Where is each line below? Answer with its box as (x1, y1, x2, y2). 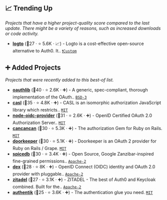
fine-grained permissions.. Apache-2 (12, 158, 86, 164)
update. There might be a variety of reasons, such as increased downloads (5, 25, 161, 31)
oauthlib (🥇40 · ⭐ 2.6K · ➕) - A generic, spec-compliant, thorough (12, 86, 148, 92)
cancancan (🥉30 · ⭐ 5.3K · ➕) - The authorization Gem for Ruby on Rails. (12, 125, 162, 131)
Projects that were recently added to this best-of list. (5, 76, 114, 82)
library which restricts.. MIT (12, 106, 68, 112)
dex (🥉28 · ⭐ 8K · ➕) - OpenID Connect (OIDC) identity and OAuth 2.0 (12, 163, 155, 169)
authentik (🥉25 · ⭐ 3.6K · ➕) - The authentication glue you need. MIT (12, 189, 153, 195)
